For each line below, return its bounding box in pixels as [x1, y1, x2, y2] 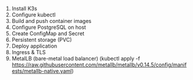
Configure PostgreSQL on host [11, 24, 86, 31]
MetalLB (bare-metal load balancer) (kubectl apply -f [11, 55, 140, 62]
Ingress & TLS [11, 49, 46, 55]
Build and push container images [11, 18, 92, 24]
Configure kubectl [11, 11, 56, 18]
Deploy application [11, 42, 58, 49]
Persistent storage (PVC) [11, 36, 72, 43]
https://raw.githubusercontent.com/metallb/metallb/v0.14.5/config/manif [11, 61, 187, 68]
